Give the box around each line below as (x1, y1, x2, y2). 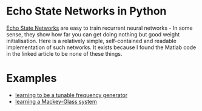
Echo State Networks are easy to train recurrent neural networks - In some (6, 24, 193, 32)
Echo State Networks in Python (6, 4, 167, 18)
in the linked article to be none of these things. (6, 50, 123, 57)
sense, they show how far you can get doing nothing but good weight (6, 30, 180, 38)
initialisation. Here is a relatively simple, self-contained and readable (6, 37, 177, 44)
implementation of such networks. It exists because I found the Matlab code (6, 44, 197, 51)
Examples (6, 72, 57, 86)
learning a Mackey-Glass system (15, 98, 97, 105)
